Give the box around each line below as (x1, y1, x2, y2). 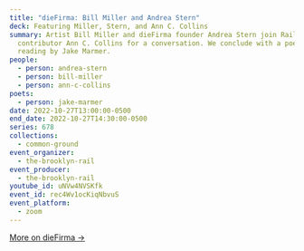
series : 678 (9, 123, 54, 132)
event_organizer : (9, 148, 75, 157)
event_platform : (9, 198, 71, 208)
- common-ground (17, 140, 79, 149)
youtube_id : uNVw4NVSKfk (9, 182, 103, 191)
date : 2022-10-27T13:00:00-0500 (9, 106, 131, 115)
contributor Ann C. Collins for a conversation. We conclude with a (17, 38, 281, 48)
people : (9, 55, 39, 64)
